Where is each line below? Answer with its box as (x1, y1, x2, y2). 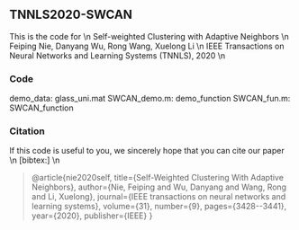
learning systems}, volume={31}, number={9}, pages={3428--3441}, (31, 201, 287, 212)
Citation (9, 125, 45, 137)
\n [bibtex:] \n (9, 155, 60, 165)
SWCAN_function (9, 102, 74, 113)
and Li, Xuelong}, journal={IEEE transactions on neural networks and (31, 191, 286, 202)
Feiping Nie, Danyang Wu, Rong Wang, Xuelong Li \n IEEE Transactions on (9, 40, 285, 51)
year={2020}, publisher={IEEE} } (31, 210, 153, 221)
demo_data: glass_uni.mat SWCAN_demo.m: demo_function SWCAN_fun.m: (9, 93, 291, 104)
